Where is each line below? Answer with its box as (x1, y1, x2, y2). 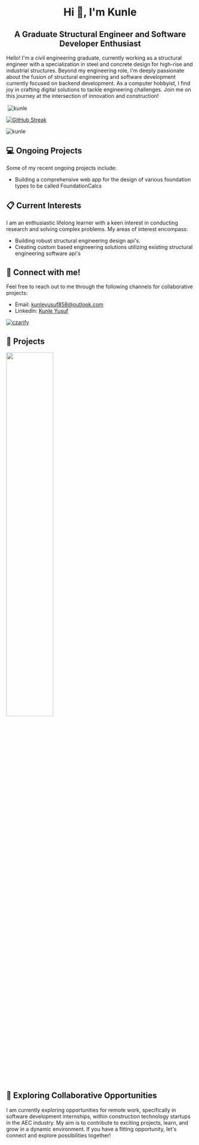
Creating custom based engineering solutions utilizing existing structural (14, 244, 193, 251)
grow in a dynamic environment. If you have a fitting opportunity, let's (6, 1125, 177, 1132)
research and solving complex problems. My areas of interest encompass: (6, 226, 189, 233)
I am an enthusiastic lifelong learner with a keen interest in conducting (6, 219, 178, 226)
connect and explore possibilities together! (6, 1131, 111, 1139)
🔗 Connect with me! (6, 267, 80, 277)
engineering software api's (14, 250, 81, 257)
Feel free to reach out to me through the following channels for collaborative (6, 283, 194, 290)
